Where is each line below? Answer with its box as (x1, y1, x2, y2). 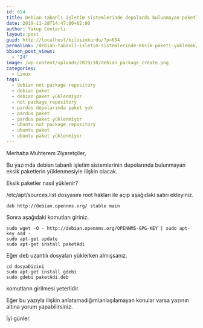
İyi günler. (6, 315, 31, 322)
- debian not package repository (11, 82, 96, 89)
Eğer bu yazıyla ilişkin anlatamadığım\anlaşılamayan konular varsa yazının (6, 296, 189, 304)
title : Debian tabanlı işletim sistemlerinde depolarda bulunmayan (6, 15, 180, 21)
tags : (6, 76, 20, 82)
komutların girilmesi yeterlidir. (6, 284, 80, 292)
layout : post (6, 32, 39, 38)
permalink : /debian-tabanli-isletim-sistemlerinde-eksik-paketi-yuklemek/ (6, 43, 199, 49)
